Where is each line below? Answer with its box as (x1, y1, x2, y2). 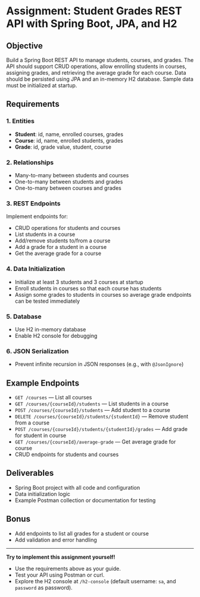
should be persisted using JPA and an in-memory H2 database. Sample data (6, 76, 193, 82)
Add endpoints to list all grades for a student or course (14, 530, 149, 537)
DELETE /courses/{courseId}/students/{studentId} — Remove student (14, 413, 189, 420)
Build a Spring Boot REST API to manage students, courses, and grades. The (6, 57, 194, 63)
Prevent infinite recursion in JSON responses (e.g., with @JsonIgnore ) (14, 361, 184, 368)
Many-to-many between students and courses (14, 171, 129, 179)
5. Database (6, 312, 42, 321)
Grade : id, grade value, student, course (14, 143, 112, 150)
